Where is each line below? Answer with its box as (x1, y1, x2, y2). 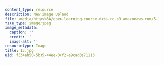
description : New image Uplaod (5, 12, 69, 17)
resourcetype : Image (5, 43, 47, 48)
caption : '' (9, 30, 34, 35)
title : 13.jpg (5, 48, 34, 53)
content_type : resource (5, 7, 54, 12)
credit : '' (9, 35, 32, 40)
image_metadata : (5, 25, 38, 30)
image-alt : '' (9, 39, 38, 44)
